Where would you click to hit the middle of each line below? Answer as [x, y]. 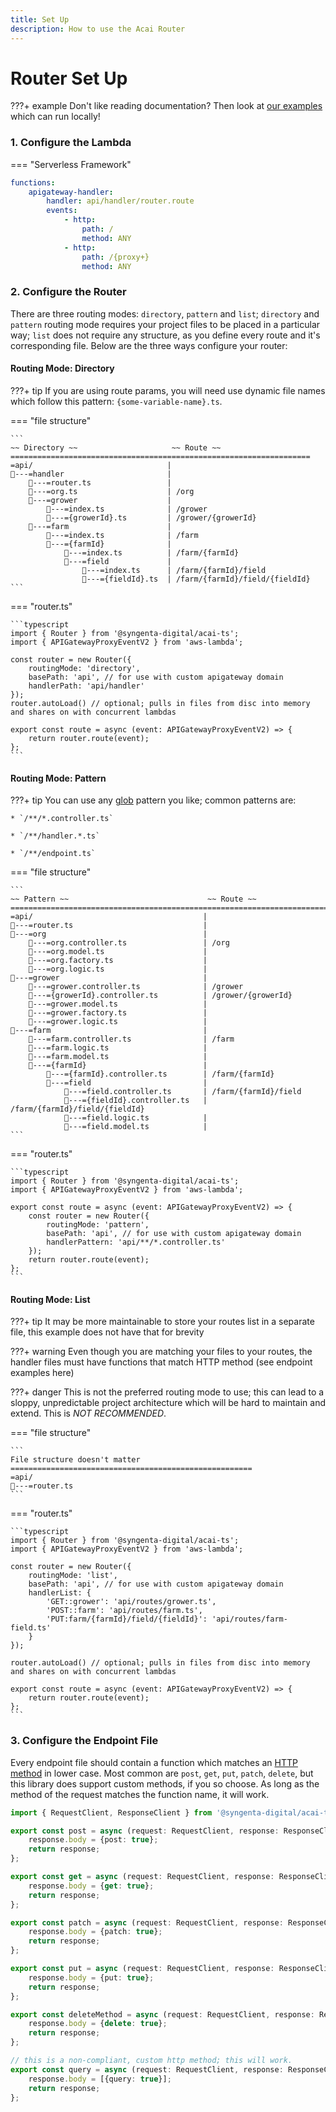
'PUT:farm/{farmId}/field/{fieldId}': [127, 1619]
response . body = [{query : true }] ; [100, 2079]
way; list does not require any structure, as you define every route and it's [165, 335]
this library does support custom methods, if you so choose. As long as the [165, 1783]
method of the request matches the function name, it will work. [140, 1794]
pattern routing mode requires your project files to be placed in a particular [165, 324]
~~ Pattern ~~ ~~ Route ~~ [133, 899]
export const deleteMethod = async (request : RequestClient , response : [162, 2014]
